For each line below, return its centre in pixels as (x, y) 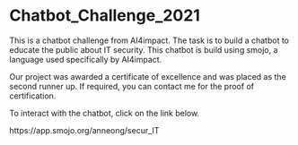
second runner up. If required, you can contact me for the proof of (131, 86)
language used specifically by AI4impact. (86, 59)
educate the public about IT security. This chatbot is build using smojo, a (144, 49)
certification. (33, 96)
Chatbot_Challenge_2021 (105, 16)
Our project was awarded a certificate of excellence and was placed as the (148, 76)
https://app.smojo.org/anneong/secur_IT (84, 130)
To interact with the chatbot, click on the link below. (105, 113)
